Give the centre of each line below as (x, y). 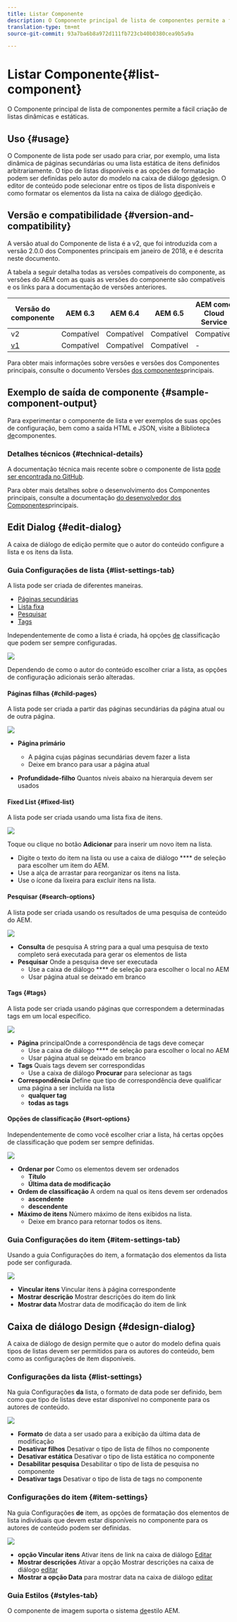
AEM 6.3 (80, 313)
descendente (48, 1207)
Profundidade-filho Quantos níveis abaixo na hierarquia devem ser (115, 778)
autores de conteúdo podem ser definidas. (69, 1528)
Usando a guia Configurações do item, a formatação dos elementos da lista (117, 1255)
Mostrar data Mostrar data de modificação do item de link (102, 1305)
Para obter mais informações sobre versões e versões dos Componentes (114, 362)
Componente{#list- (102, 74)
